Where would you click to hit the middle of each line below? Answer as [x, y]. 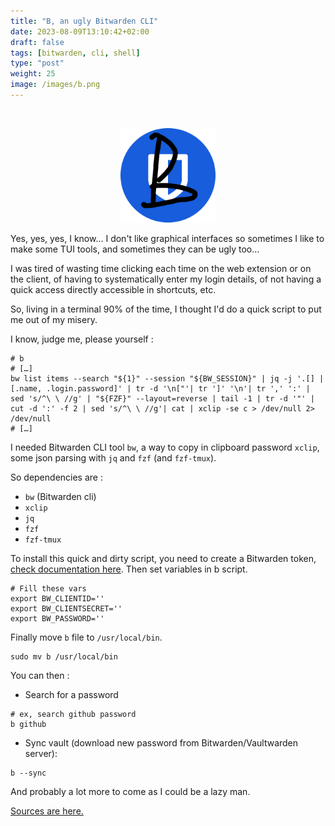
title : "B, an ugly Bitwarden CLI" [84, 21]
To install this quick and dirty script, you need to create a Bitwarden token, [163, 559]
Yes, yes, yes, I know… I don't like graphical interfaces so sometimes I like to [167, 239]
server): [41, 754]
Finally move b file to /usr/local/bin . [86, 637]
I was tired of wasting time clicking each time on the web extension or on [161, 269]
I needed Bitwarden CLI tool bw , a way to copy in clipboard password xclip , [165, 447]
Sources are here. [47, 811]
